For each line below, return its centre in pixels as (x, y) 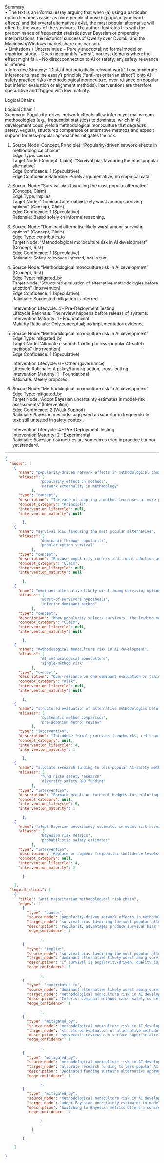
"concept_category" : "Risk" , (48, 681)
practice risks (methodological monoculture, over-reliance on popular (89, 80)
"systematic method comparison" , (74, 718)
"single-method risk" (62, 663)
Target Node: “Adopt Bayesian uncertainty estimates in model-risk (79, 399)
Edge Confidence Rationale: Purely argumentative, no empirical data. (82, 176)
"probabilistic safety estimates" (75, 840)
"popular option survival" (67, 545)
